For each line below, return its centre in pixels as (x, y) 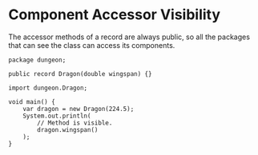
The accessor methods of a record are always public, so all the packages (129, 37)
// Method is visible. (75, 123)
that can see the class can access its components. (92, 45)
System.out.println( (57, 116)
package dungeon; (37, 60)
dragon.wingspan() (68, 129)
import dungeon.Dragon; (48, 88)
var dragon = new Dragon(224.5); (79, 109)
